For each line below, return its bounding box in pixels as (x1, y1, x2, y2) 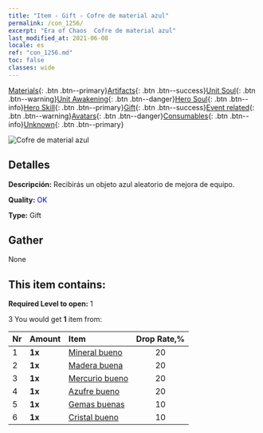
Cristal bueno (68, 412, 120, 423)
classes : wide (8, 64, 56, 72)
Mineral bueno (68, 347, 123, 358)
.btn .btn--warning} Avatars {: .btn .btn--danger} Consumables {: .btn (8, 111, 229, 121)
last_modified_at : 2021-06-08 (8, 34, 109, 42)
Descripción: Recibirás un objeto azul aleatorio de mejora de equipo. (8, 179, 235, 189)
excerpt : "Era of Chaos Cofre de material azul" (8, 26, 177, 34)
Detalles (8, 158, 50, 172)
